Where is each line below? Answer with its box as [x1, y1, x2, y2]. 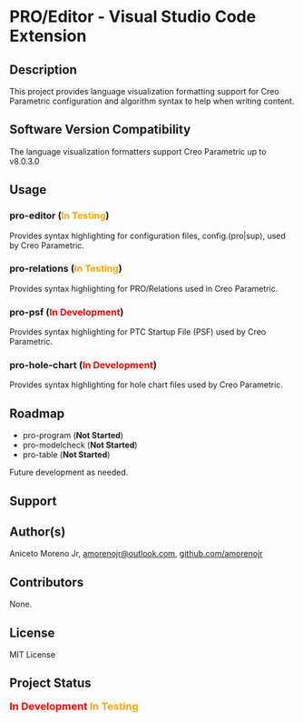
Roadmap [9, 406, 65, 421]
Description [9, 62, 77, 77]
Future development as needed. [9, 466, 129, 478]
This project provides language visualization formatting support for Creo [9, 86, 279, 96]
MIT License [9, 649, 56, 660]
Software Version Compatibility [9, 122, 191, 137]
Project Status [9, 676, 93, 691]
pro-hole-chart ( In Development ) [9, 359, 157, 372]
